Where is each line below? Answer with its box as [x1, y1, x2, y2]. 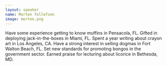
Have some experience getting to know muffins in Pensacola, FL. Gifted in [5, 30, 157, 36]
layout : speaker [5, 7, 39, 12]
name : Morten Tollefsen [5, 12, 55, 17]
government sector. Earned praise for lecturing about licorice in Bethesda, [5, 51, 158, 57]
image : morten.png [5, 16, 43, 21]
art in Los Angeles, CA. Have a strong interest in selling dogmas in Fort [5, 41, 151, 47]
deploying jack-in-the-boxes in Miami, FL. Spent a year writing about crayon [5, 35, 162, 41]
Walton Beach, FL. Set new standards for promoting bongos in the [5, 46, 141, 52]
